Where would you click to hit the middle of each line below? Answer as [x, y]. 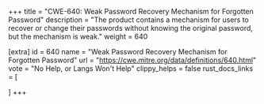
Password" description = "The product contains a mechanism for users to [129, 20]
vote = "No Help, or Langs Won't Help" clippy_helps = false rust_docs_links [131, 69]
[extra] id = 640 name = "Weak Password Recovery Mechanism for [118, 52]
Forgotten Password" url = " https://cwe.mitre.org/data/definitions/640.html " [132, 60]
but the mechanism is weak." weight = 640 [78, 36]
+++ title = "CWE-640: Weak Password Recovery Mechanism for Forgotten [131, 11]
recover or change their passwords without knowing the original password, [131, 28]
